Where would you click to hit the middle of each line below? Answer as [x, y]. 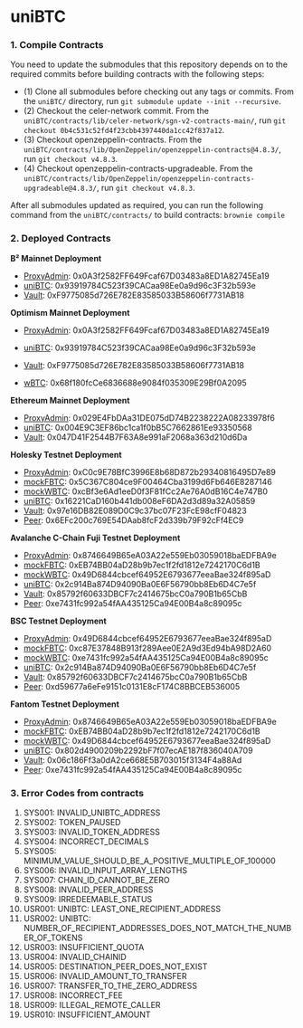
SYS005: [40, 852]
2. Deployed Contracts [61, 239]
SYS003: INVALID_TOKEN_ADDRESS [92, 832]
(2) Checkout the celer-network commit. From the [116, 111]
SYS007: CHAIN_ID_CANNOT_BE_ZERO [96, 880]
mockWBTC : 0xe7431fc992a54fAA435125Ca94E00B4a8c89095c [146, 657]
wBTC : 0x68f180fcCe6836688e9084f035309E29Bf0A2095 [135, 383]
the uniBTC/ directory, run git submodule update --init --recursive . [152, 101]
